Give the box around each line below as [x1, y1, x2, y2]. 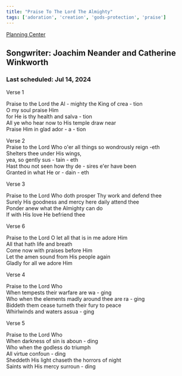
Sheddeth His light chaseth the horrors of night [6, 356, 122, 364]
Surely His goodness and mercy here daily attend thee [6, 198, 140, 206]
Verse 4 [6, 271, 26, 278]
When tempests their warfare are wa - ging [6, 289, 112, 296]
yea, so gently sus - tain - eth [6, 156, 79, 164]
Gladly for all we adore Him [6, 260, 73, 267]
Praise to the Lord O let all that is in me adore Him [6, 234, 128, 242]
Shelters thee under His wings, [6, 150, 82, 157]
